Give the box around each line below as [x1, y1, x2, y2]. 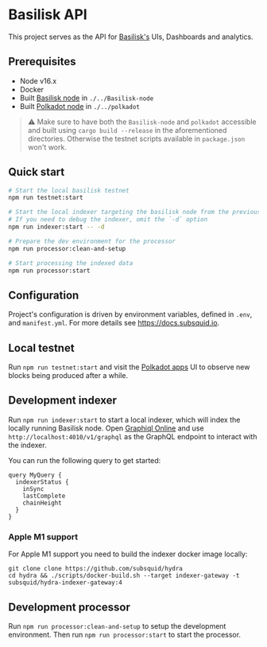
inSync [22, 485, 44, 493]
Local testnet [8, 341, 75, 355]
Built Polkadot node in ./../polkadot [19, 101, 141, 111]
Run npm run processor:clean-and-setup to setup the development [8, 621, 226, 630]
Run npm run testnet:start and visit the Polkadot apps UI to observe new [8, 362, 250, 372]
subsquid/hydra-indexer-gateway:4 [8, 579, 123, 587]
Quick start [8, 166, 65, 179]
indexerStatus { [15, 477, 69, 486]
